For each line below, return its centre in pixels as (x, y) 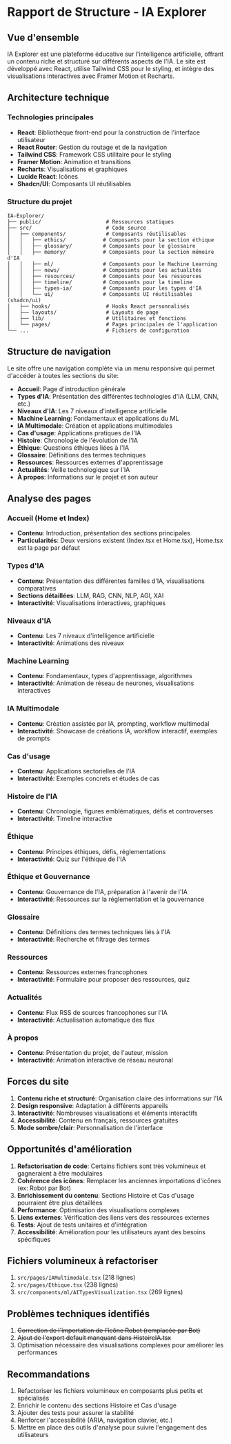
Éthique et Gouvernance (49, 877)
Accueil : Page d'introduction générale (71, 389)
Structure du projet (40, 201)
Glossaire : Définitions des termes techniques (81, 455)
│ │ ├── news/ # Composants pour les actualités (104, 270)
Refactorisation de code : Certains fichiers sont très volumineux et (111, 1166)
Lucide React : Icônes (47, 176)
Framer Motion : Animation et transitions (74, 161)
